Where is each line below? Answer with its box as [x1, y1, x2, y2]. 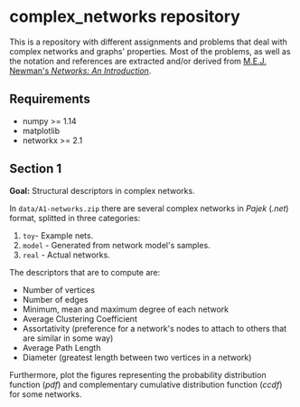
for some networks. [9, 388, 82, 400]
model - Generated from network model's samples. [22, 239, 211, 250]
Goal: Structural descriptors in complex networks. [9, 185, 196, 196]
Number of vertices [22, 284, 96, 296]
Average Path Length [22, 342, 101, 353]
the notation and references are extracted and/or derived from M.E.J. [9, 55, 267, 66]
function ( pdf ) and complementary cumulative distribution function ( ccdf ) [9, 379, 283, 390]
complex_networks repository [9, 6, 241, 27]
